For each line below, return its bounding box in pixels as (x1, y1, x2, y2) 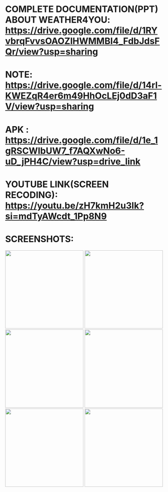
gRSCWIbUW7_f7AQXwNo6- (5, 145, 125, 156)
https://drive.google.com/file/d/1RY (5, 25, 158, 36)
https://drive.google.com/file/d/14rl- (5, 80, 162, 91)
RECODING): (5, 189, 58, 201)
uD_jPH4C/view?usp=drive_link (5, 156, 141, 167)
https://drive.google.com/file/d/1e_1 (5, 134, 158, 146)
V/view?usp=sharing (5, 101, 94, 112)
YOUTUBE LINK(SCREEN (5, 179, 109, 190)
